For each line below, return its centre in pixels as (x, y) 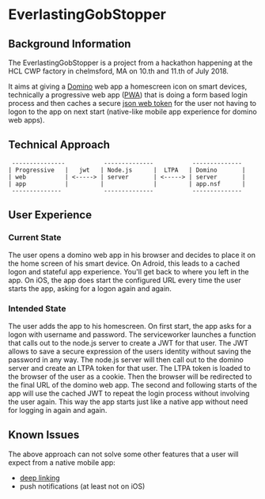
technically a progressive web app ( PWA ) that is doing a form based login (128, 95)
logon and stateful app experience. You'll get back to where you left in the (129, 271)
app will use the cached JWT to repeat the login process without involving (129, 393)
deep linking (40, 478)
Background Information (70, 44)
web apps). (26, 120)
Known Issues (44, 435)
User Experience (50, 215)
